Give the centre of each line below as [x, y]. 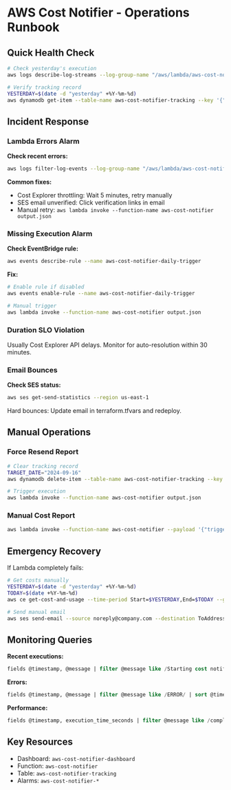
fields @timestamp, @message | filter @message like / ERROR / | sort [107, 695]
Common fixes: [30, 182]
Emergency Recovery [54, 551]
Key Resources [40, 742]
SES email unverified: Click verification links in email [91, 202]
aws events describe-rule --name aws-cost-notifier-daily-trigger [104, 261]
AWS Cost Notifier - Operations [99, 13]
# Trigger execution [37, 491]
